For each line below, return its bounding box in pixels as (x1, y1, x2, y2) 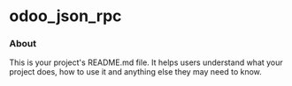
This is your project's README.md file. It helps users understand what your (9, 57, 283, 68)
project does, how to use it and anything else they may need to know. (9, 67, 263, 77)
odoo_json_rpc (9, 6, 122, 26)
